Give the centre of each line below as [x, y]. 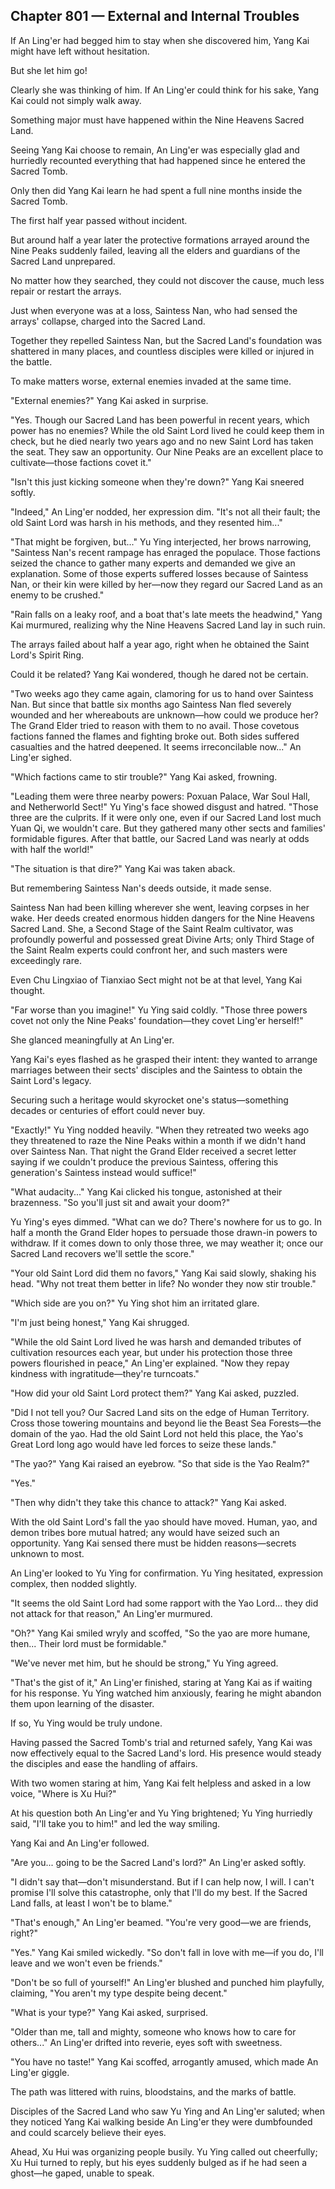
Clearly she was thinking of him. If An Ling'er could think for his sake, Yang [165, 90]
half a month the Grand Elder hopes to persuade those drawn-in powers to [164, 1232]
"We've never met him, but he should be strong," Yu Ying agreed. [144, 1663]
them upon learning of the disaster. [82, 1703]
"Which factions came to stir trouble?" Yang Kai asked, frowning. [144, 776]
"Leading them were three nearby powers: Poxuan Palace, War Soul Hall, [160, 796]
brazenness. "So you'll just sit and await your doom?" [120, 1202]
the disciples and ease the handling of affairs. [104, 1763]
